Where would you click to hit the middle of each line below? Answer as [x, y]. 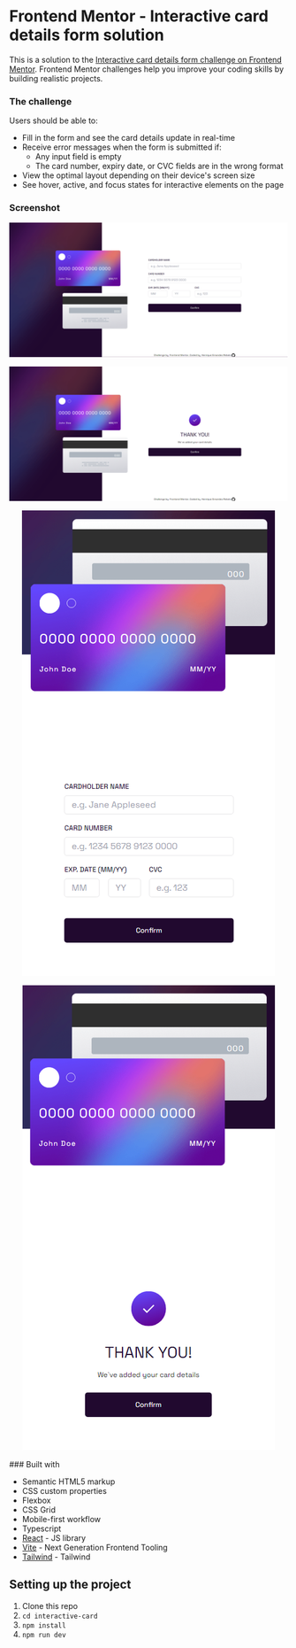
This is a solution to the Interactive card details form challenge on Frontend [146, 59]
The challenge [41, 101]
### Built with [34, 1464]
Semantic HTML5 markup [68, 1482]
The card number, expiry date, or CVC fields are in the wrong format [159, 166]
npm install [44, 1625]
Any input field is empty [78, 157]
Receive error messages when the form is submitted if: [122, 147]
